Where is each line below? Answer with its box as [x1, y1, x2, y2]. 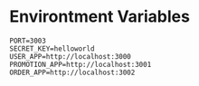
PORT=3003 [9, 36, 47, 45]
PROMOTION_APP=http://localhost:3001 [9, 60, 152, 69]
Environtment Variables [9, 6, 190, 27]
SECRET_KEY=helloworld [9, 43, 95, 53]
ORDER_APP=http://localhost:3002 [9, 68, 136, 77]
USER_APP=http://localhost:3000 [9, 52, 131, 61]
